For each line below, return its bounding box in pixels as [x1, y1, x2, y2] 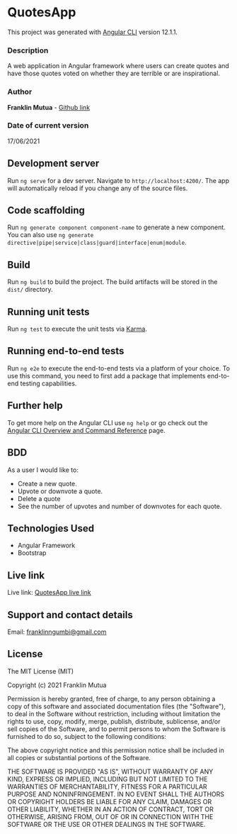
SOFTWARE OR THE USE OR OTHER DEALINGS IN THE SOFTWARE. [7, 820, 206, 828]
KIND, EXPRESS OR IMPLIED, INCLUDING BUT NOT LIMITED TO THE [7, 774, 208, 783]
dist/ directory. [7, 285, 53, 294]
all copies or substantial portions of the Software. [7, 753, 151, 762]
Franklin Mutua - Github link [7, 103, 91, 111]
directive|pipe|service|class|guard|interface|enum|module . [7, 238, 187, 247]
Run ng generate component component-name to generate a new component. [7, 223, 226, 231]
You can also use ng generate [7, 231, 94, 239]
